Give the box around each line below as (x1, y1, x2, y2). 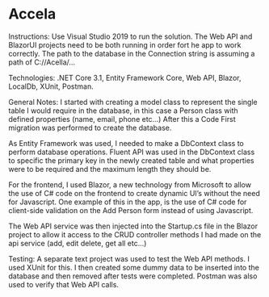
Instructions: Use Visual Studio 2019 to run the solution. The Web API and (8, 31, 253, 41)
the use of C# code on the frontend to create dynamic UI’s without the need (8, 188, 261, 198)
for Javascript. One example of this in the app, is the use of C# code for (8, 197, 247, 207)
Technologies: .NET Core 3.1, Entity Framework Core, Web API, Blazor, (8, 73, 242, 82)
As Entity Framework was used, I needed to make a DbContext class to (8, 138, 244, 148)
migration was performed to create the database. (8, 123, 172, 132)
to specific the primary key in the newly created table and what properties (8, 155, 254, 165)
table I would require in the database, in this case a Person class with (8, 106, 238, 115)
